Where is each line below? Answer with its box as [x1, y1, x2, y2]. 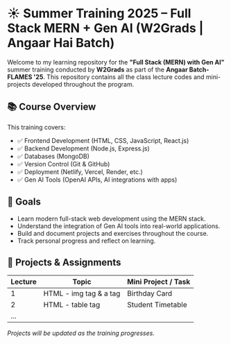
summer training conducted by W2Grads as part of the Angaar [7, 65, 189, 74]
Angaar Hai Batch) [7, 35, 115, 51]
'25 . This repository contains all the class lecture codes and [33, 72, 205, 81]
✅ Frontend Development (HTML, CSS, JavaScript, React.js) [17, 136, 189, 144]
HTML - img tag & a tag [43, 289, 121, 298]
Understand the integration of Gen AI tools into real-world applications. [17, 221, 221, 230]
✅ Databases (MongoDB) [17, 152, 90, 160]
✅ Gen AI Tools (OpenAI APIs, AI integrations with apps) [17, 175, 178, 184]
